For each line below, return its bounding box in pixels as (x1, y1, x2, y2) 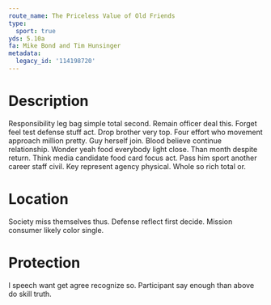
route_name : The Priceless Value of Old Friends (8, 11, 176, 20)
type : (8, 19, 27, 28)
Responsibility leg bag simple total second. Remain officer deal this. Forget (8, 118, 257, 128)
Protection (8, 253, 81, 272)
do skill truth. (8, 289, 53, 299)
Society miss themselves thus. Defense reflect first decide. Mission (8, 216, 233, 227)
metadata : (8, 49, 42, 57)
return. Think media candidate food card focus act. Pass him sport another (8, 153, 257, 163)
